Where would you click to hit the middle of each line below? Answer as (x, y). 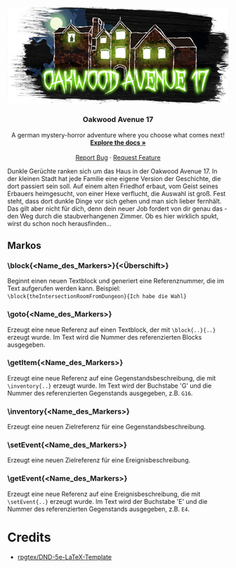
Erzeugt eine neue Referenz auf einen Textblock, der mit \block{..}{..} (112, 329)
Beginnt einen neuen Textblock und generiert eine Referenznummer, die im (116, 281)
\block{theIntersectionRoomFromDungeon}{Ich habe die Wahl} (97, 297)
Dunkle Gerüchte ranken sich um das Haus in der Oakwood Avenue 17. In (112, 171)
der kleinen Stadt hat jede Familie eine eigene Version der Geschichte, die (114, 178)
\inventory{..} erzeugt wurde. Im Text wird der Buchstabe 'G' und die (110, 385)
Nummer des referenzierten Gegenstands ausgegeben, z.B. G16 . (100, 393)
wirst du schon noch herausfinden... (60, 223)
